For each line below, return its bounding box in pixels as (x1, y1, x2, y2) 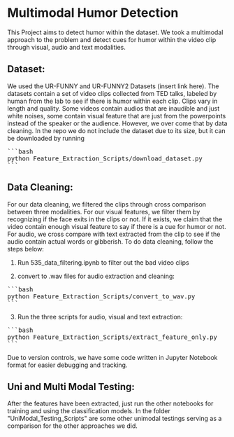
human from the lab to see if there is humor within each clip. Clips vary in (7, 97, 218, 105)
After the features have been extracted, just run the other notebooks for (7, 399, 214, 408)
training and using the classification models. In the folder (7, 407, 171, 415)
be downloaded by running (7, 134, 85, 142)
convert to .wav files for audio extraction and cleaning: (17, 272, 175, 280)
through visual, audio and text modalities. (7, 43, 126, 51)
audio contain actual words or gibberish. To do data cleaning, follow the (7, 237, 214, 246)
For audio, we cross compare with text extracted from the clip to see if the (7, 230, 221, 238)
